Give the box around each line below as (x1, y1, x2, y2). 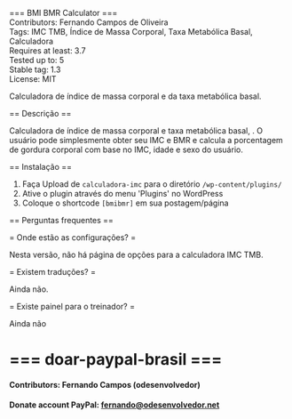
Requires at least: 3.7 (9, 45, 86, 56)
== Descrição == (9, 109, 72, 118)
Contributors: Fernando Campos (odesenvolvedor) (9, 379, 201, 390)
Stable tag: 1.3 (9, 64, 61, 75)
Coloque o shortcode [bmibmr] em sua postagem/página (21, 197, 229, 208)
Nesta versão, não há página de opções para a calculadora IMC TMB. (9, 249, 264, 260)
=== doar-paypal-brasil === (9, 350, 223, 370)
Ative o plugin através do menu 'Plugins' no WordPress (21, 189, 224, 198)
